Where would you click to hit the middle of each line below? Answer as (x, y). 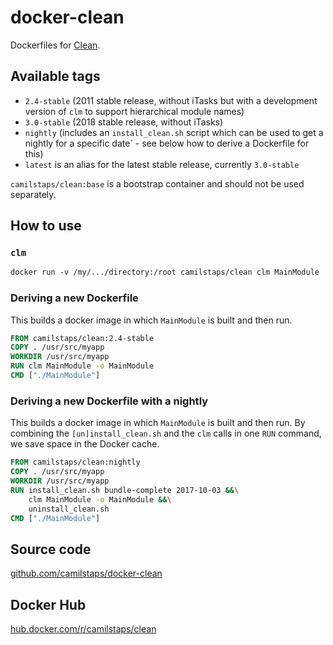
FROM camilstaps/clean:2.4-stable (82, 338)
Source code (51, 549)
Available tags (55, 76)
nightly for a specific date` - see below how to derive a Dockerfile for (167, 143)
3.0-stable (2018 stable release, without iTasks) (124, 122)
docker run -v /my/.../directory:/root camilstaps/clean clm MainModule (165, 272)
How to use (46, 226)
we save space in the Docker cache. (85, 444)
